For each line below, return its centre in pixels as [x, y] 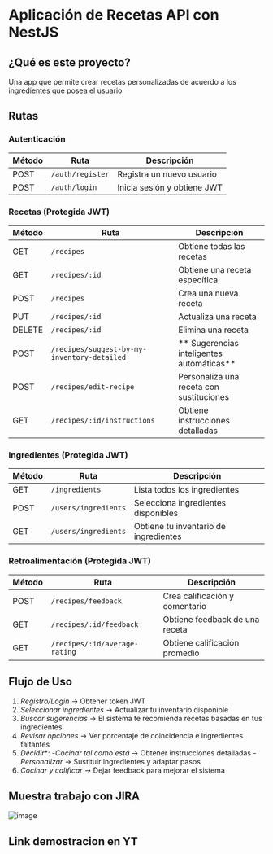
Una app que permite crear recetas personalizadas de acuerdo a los [123, 82]
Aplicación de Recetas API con [114, 15]
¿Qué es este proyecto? [70, 62]
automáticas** [207, 363]
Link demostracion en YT [73, 841]
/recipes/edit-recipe [93, 387]
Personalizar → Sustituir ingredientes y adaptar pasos [110, 762]
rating [63, 652]
